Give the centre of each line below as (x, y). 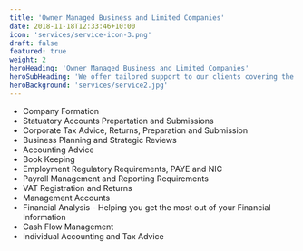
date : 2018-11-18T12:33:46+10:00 (73, 26)
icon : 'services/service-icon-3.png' (81, 34)
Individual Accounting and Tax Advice (93, 236)
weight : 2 (28, 60)
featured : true (38, 52)
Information (44, 217)
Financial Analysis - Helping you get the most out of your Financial (147, 207)
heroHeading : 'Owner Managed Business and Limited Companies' (129, 69)
